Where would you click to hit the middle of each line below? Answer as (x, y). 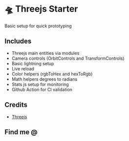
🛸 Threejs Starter (41, 9)
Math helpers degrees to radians (44, 79)
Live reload (23, 69)
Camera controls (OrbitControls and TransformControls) (68, 58)
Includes (18, 41)
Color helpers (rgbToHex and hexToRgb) (52, 74)
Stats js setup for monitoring (40, 84)
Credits (16, 105)
